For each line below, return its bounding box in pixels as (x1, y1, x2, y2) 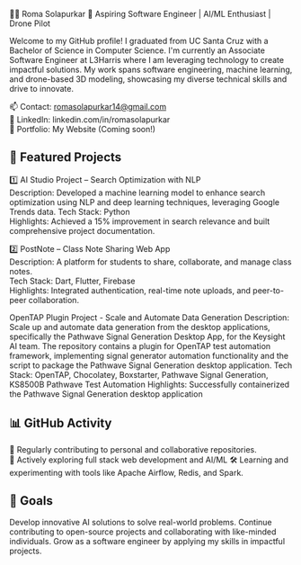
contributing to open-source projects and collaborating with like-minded (9, 526, 277, 537)
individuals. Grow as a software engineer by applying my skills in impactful (9, 536, 286, 547)
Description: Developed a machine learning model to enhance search (9, 187, 266, 198)
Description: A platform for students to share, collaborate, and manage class (9, 256, 292, 267)
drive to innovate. (9, 84, 75, 94)
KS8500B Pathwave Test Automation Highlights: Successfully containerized (9, 379, 290, 390)
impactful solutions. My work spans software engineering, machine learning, (9, 64, 293, 75)
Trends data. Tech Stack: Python (9, 206, 130, 217)
